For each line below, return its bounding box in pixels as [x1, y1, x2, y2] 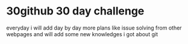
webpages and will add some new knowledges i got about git [6, 30, 158, 37]
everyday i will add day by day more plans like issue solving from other [6, 24, 182, 31]
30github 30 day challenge [6, 4, 145, 18]
